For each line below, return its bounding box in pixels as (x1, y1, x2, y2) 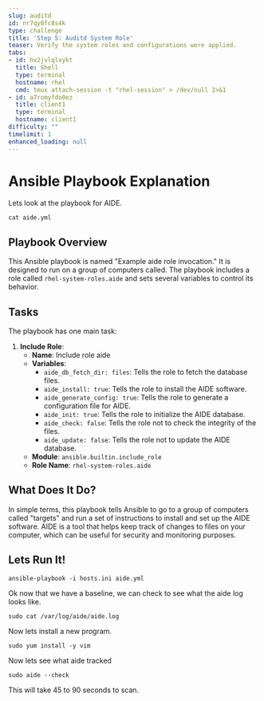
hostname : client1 (15, 116, 77, 124)
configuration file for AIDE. (43, 401, 132, 411)
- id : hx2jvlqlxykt (8, 57, 73, 65)
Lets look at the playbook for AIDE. (8, 199, 122, 208)
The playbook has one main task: (8, 326, 117, 336)
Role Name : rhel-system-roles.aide (31, 460, 152, 471)
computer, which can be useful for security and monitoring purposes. (8, 530, 237, 539)
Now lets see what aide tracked (8, 656, 112, 665)
